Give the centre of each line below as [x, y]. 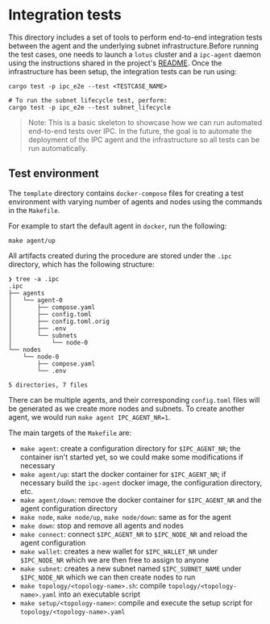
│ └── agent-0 [35, 300]
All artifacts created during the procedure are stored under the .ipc [120, 255]
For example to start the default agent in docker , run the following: [118, 226]
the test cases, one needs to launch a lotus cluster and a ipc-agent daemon [135, 54]
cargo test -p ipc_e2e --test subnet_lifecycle [90, 107]
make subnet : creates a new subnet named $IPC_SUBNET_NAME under [131, 568]
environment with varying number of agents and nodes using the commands [135, 201]
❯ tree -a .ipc [34, 279]
